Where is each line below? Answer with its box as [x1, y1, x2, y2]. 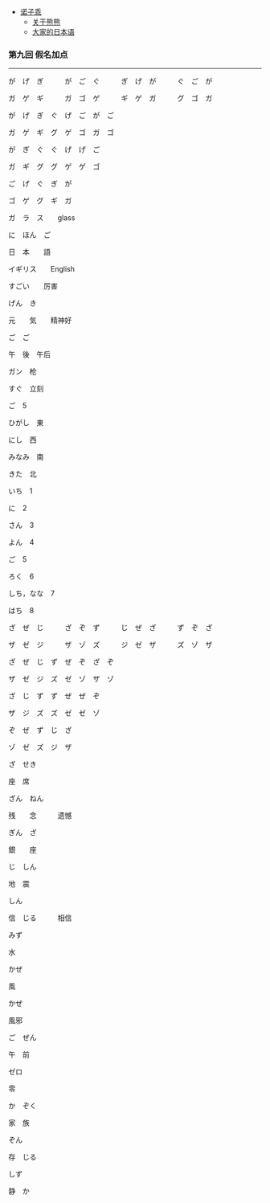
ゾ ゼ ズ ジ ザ [8, 743, 72, 752]
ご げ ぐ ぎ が [8, 179, 72, 189]
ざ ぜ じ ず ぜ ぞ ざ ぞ [8, 657, 114, 667]
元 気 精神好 [8, 316, 72, 325]
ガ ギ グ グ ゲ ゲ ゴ [8, 162, 100, 171]
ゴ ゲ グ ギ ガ [8, 196, 72, 206]
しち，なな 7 [8, 589, 55, 599]
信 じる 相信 [8, 913, 72, 923]
